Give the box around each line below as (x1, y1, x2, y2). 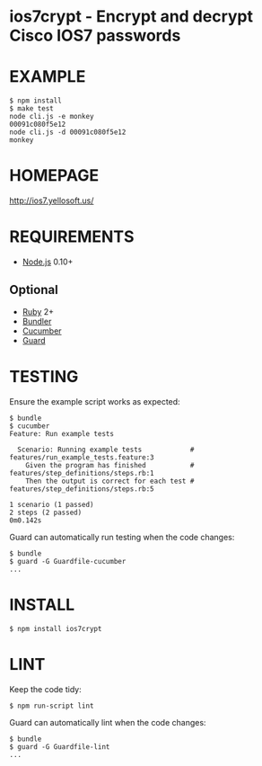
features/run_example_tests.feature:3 (9, 452, 154, 462)
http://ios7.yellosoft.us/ (9, 195, 94, 206)
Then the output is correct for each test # (25, 477, 195, 485)
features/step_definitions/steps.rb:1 (9, 468, 154, 477)
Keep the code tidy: (9, 683, 83, 694)
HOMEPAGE (9, 165, 100, 186)
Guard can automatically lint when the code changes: (9, 717, 206, 727)
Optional (9, 282, 58, 298)
